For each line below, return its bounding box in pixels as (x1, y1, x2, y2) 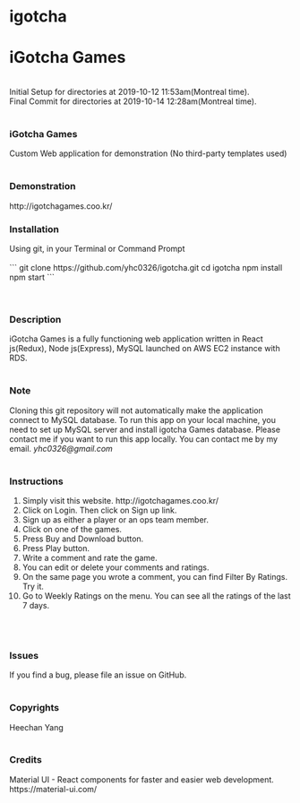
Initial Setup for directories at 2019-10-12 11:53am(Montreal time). (9, 87, 250, 98)
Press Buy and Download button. (21, 533, 144, 544)
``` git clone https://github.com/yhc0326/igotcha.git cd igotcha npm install (9, 263, 283, 273)
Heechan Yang (9, 721, 64, 732)
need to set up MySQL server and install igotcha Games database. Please (9, 424, 280, 435)
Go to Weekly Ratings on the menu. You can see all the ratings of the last (21, 590, 291, 601)
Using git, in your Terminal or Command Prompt (9, 244, 185, 255)
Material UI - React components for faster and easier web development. (9, 773, 275, 785)
